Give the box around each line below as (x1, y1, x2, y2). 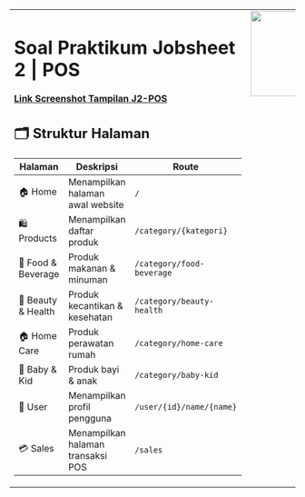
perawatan (67, 336, 114, 349)
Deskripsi (75, 160, 118, 173)
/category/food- (134, 258, 205, 269)
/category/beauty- (134, 295, 214, 306)
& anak (67, 374, 98, 387)
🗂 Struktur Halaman (14, 124, 151, 142)
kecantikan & (67, 299, 124, 312)
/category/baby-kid (134, 370, 219, 380)
